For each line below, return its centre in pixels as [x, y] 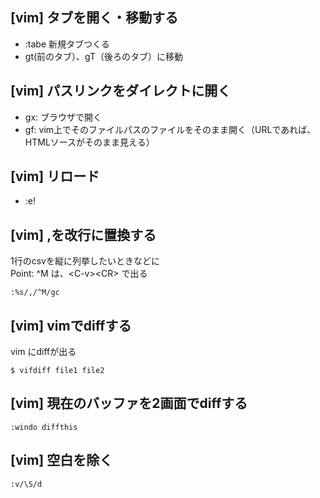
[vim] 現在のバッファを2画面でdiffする [129, 403]
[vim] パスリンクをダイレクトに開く [121, 91]
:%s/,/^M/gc [35, 293]
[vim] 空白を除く [61, 460]
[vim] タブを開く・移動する [94, 18]
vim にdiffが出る [43, 352]
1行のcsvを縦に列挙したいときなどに [85, 261]
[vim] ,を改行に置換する [83, 234]
